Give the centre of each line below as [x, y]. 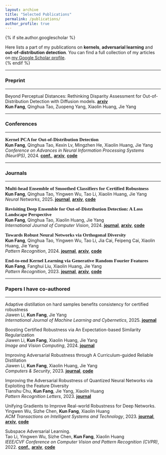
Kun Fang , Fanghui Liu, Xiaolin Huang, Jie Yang [54, 266]
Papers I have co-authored [38, 289]
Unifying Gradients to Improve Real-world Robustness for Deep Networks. [81, 406]
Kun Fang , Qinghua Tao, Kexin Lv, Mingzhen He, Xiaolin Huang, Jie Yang [79, 145]
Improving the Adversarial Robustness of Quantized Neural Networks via [79, 381]
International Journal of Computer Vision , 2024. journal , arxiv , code [75, 226]
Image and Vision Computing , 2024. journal [50, 345]
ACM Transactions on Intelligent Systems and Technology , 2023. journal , [80, 416]
